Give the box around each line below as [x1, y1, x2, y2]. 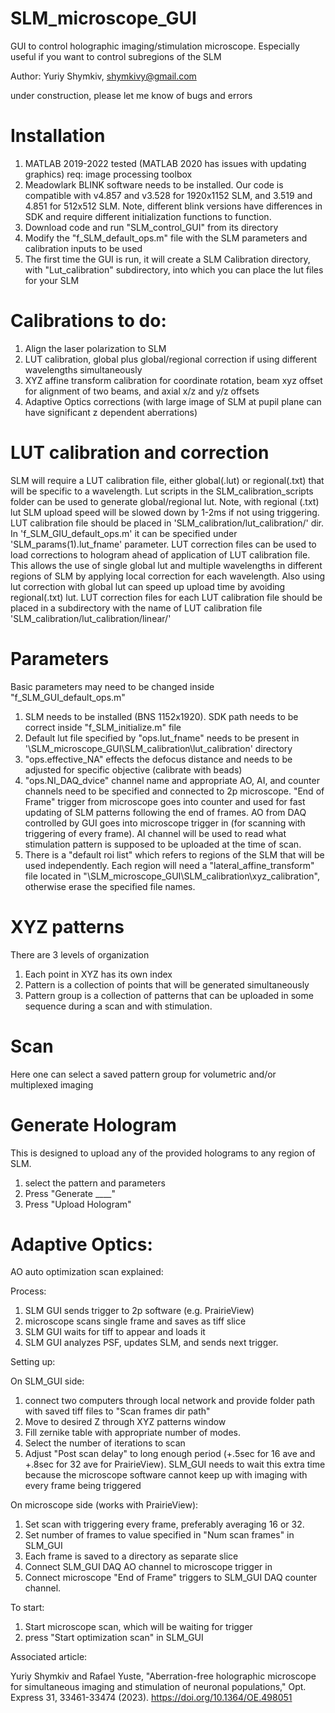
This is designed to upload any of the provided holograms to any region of [10, 1147, 316, 1159]
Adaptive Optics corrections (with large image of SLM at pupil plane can [24, 395, 322, 407]
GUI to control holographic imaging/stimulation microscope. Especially [10, 40, 300, 52]
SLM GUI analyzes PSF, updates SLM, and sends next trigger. [24, 1337, 279, 1349]
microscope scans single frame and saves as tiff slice [24, 1315, 247, 1327]
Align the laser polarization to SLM [24, 342, 167, 354]
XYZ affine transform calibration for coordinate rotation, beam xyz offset [24, 374, 323, 386]
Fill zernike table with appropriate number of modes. [24, 1427, 241, 1439]
